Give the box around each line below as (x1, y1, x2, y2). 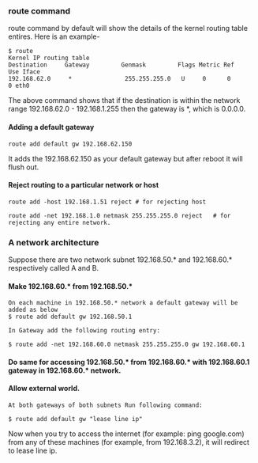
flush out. (8, 162, 39, 172)
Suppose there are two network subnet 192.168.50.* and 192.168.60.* (8, 255, 233, 264)
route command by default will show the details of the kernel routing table (8, 24, 249, 33)
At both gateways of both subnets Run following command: (8, 401, 203, 409)
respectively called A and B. (8, 264, 99, 272)
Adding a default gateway (8, 122, 95, 131)
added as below (8, 306, 58, 314)
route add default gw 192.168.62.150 (8, 140, 133, 148)
